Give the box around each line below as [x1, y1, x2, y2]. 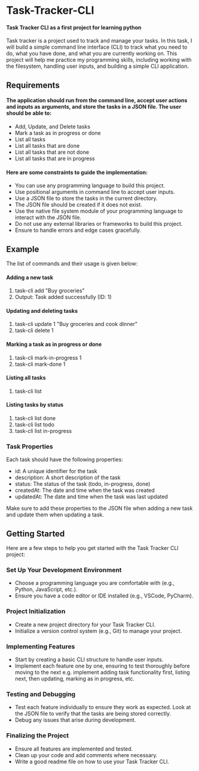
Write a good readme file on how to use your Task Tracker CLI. [14, 758, 169, 765]
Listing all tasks [6, 374, 46, 381]
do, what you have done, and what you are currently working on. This [6, 50, 177, 57]
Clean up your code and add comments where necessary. [14, 751, 158, 758]
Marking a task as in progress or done [6, 340, 102, 348]
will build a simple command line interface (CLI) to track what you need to [6, 43, 188, 51]
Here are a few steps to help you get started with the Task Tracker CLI [6, 545, 179, 552]
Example [6, 244, 39, 254]
